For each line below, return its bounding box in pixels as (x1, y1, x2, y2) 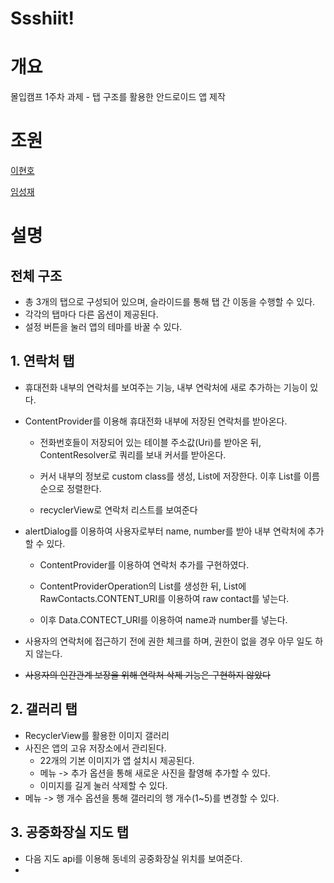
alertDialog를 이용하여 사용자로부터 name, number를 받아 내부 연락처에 (24, 525, 306, 537)
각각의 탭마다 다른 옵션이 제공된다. (24, 308, 159, 321)
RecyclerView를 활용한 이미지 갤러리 (24, 729, 170, 741)
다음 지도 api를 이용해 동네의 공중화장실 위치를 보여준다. (24, 852, 243, 864)
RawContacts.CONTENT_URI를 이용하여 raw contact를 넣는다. (39, 592, 290, 604)
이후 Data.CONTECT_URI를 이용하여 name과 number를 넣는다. (39, 613, 288, 626)
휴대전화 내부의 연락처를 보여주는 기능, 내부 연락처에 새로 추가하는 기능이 (24, 381, 308, 393)
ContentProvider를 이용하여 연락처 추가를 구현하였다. (39, 558, 250, 571)
